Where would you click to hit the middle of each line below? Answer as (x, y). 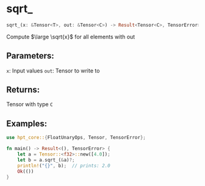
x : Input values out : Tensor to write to (53, 70)
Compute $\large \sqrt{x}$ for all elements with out (71, 37)
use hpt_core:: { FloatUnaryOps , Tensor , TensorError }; (76, 138)
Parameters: (30, 56)
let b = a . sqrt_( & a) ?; (46, 160)
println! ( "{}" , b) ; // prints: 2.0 (64, 166)
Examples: (27, 123)
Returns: (23, 90)
